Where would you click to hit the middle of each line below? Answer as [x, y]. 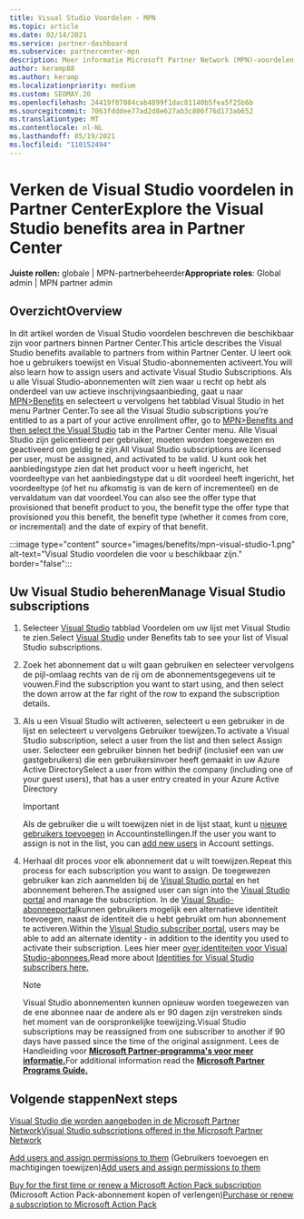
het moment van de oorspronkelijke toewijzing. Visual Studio [134, 1022]
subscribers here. [55, 967]
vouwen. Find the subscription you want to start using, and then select [153, 684]
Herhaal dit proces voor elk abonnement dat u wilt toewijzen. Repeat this [157, 861]
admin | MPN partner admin [61, 282]
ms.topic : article [44, 26]
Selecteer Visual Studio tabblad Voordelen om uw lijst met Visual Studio [156, 628]
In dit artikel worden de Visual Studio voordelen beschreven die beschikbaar [152, 333]
